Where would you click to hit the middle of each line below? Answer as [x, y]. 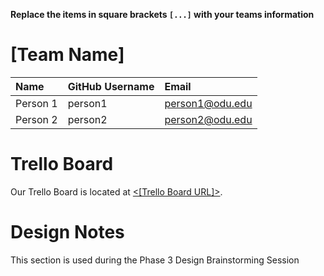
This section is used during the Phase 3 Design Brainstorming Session [155, 260]
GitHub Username [111, 86]
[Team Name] [67, 55]
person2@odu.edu [208, 119]
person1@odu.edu [208, 103]
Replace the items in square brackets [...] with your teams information [162, 14]
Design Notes [67, 232]
